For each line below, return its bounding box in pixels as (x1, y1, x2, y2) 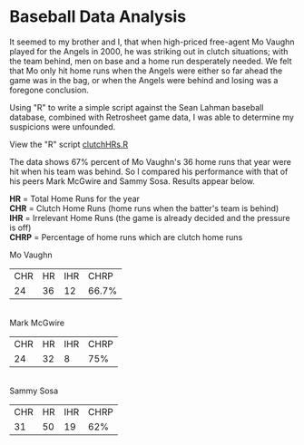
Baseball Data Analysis (9, 6, 187, 27)
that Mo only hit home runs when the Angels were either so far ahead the (9, 65, 283, 76)
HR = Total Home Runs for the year (9, 193, 141, 204)
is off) (9, 222, 32, 233)
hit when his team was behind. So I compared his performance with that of (9, 166, 289, 177)
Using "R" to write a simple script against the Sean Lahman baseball (9, 102, 264, 112)
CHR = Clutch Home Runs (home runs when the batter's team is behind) (9, 202, 279, 214)
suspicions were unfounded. (9, 121, 116, 132)
